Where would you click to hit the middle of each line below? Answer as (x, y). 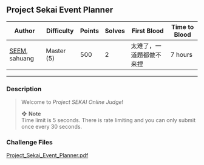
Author (25, 31)
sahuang (22, 58)
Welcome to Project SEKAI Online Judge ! (72, 102)
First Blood (148, 31)
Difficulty (60, 31)
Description (24, 89)
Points (89, 31)
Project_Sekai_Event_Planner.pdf (47, 155)
